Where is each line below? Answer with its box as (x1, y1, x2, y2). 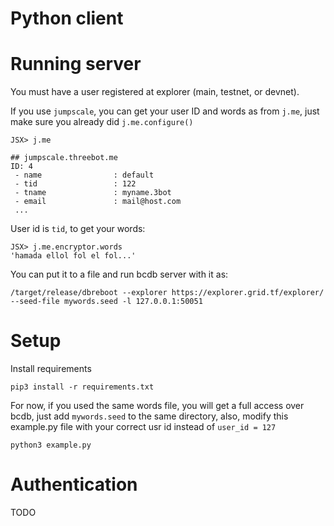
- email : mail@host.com (14, 197, 182, 207)
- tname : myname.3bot (14, 188, 172, 198)
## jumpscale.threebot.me (10, 153, 118, 163)
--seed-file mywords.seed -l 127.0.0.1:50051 (10, 297, 203, 307)
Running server (10, 53, 142, 76)
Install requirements (10, 363, 92, 375)
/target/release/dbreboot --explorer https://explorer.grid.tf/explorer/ (10, 288, 325, 298)
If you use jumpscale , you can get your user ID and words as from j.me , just (10, 105, 320, 117)
